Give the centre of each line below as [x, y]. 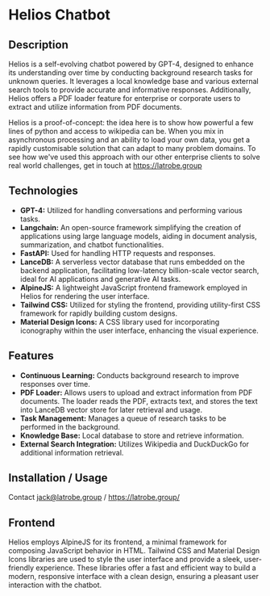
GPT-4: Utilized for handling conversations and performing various [131, 210]
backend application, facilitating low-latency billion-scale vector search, [139, 270]
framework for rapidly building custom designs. [99, 313]
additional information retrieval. [72, 452]
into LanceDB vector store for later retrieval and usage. [111, 409]
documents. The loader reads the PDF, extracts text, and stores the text [139, 401]
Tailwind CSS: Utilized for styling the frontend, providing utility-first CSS [140, 304]
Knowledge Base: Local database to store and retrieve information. [132, 435]
